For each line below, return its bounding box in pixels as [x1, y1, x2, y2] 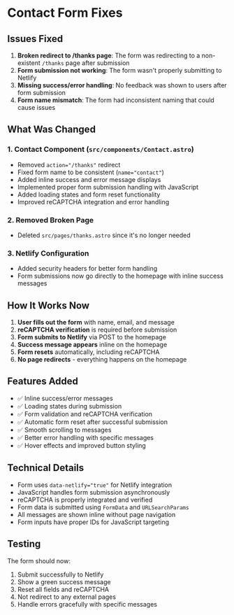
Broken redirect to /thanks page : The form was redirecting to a [17, 51, 200, 59]
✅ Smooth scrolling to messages [17, 425, 112, 434]
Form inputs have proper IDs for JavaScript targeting [17, 518, 170, 526]
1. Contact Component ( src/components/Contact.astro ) [7, 145, 194, 155]
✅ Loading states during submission [17, 402, 122, 410]
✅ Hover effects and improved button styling [17, 441, 147, 449]
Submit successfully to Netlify [17, 570, 104, 579]
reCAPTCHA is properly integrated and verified [17, 495, 153, 504]
